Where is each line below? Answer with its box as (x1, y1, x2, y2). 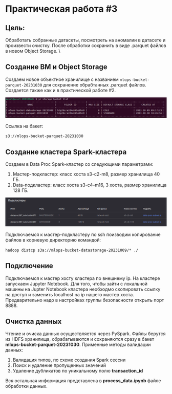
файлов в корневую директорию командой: (5, 236, 101, 243)
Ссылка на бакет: (5, 123, 44, 129)
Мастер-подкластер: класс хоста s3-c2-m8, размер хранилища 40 (12, 171, 160, 177)
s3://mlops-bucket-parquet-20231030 (5, 134, 83, 139)
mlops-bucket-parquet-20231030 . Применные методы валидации (5, 341, 151, 348)
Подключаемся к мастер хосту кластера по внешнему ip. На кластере (5, 275, 160, 281)
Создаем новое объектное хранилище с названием (5, 76, 119, 82)
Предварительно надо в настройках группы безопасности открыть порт (5, 297, 164, 303)
